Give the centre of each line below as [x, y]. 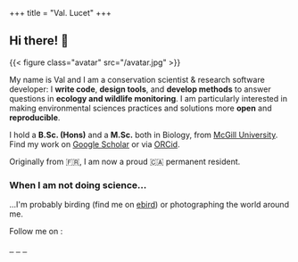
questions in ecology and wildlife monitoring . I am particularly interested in [149, 98]
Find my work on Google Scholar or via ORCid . [95, 144]
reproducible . [35, 117]
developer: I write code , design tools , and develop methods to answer [140, 89]
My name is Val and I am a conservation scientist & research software [137, 79]
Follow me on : [36, 232]
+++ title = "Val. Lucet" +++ [60, 13]
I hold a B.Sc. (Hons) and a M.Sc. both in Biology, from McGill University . [144, 135]
